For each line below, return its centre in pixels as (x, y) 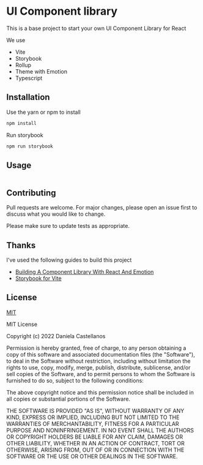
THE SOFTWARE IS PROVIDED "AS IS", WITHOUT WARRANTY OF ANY (95, 410)
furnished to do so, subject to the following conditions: (75, 380)
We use (16, 40)
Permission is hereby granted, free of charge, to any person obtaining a (96, 348)
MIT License (22, 324)
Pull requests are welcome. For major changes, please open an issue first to (102, 208)
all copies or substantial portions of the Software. (68, 399)
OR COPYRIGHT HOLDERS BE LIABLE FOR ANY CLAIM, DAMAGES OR (95, 437)
